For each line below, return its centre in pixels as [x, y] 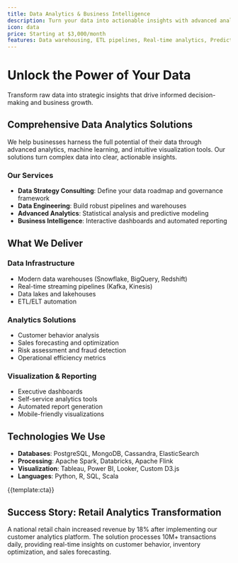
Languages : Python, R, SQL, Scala [68, 476]
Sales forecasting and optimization [68, 343]
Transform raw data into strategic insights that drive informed [97, 95]
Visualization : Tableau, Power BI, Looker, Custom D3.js [98, 469]
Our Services [30, 175]
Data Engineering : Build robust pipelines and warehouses [102, 206]
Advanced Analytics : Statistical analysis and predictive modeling [113, 213]
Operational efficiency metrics [62, 358]
